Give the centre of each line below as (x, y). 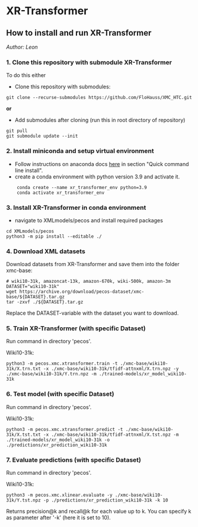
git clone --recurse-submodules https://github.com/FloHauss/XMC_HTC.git (99, 98)
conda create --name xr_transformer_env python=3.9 (82, 187)
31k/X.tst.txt (24, 435)
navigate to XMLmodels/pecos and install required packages (89, 220)
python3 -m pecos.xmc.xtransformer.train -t (62, 364)
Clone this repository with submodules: (63, 87)
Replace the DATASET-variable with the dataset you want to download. (92, 313)
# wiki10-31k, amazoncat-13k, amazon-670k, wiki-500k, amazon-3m (88, 282)
